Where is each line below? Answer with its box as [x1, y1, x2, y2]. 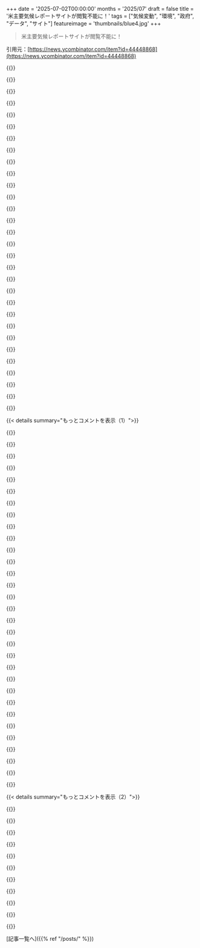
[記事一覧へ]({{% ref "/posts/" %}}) [6, 935, 94, 942]
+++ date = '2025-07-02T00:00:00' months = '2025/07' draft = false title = [6, 5, 195, 12]
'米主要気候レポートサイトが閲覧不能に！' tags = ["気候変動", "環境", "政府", [6, 12, 195, 19]
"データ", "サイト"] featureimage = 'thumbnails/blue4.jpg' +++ [6, 20, 161, 27]
